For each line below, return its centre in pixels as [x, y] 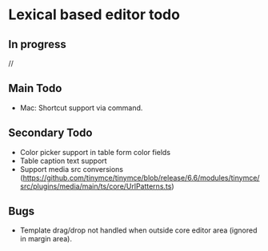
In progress [37, 44]
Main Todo [35, 88]
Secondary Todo [50, 133]
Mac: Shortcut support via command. [81, 108]
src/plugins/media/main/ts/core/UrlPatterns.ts [96, 186]
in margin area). [46, 239]
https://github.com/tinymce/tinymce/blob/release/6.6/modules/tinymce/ [141, 177]
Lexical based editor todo [94, 15]
